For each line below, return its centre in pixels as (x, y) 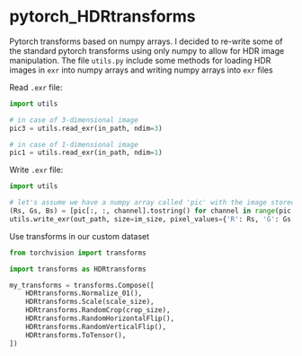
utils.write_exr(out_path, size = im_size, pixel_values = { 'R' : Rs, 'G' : (144, 219)
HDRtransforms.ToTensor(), (76, 335)
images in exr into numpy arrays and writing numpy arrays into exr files (141, 70)
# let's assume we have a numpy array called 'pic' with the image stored (152, 203)
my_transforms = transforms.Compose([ (82, 285)
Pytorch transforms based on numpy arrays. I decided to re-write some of (146, 41)
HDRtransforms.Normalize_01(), (84, 293)
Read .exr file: (36, 87)
